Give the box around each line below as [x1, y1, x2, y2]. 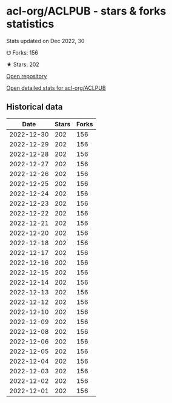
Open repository [6, 72, 47, 80]
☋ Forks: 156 [6, 49, 38, 56]
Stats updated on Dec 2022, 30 [6, 37, 85, 44]
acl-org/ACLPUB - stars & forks [6, 4, 167, 18]
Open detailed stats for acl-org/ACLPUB [6, 84, 106, 92]
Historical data [6, 102, 63, 112]
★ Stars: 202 [6, 61, 39, 68]
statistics [6, 17, 55, 31]
